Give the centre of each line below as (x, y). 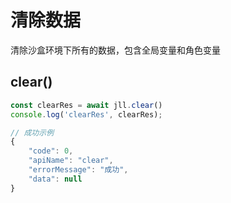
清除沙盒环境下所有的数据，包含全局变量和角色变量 (115, 50)
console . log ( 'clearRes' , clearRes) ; (86, 114)
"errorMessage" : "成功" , (78, 170)
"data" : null (55, 179)
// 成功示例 (32, 132)
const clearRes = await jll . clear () (86, 105)
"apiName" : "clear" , (71, 161)
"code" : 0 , (51, 151)
